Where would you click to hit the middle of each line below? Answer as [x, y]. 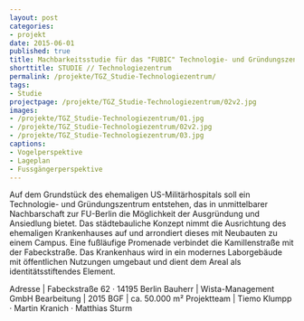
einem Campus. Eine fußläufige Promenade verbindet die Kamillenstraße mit [152, 243]
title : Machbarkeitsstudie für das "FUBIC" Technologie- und [127, 60]
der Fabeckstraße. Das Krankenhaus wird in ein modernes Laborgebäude [146, 252]
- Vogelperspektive [46, 152]
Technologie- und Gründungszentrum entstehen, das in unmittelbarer [139, 204]
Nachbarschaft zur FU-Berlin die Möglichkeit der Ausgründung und [135, 214]
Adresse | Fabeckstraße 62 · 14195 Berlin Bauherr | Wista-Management [142, 289]
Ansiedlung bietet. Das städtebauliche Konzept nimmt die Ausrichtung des [148, 223]
